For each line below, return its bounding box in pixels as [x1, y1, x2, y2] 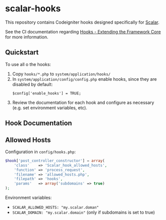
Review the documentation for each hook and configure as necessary [12, 99, 155, 105]
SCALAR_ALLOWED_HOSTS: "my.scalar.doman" [12, 205, 99, 210]
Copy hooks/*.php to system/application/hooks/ [12, 71, 111, 77]
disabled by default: [12, 81, 53, 87]
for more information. [5, 34, 48, 40]
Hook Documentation [5, 119, 73, 127]
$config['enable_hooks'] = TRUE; [12, 91, 82, 96]
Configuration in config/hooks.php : [5, 149, 76, 155]
